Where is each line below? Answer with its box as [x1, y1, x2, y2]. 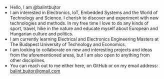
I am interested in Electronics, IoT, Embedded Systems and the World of [9, 9, 158, 15]
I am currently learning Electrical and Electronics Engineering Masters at [9, 36, 159, 42]
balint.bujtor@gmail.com [9, 68, 61, 74]
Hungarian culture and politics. [9, 31, 73, 36]
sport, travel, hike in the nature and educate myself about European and [9, 25, 158, 31]
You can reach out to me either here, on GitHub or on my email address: [9, 62, 158, 68]
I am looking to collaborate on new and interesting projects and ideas [9, 47, 152, 52]
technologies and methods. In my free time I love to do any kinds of [9, 20, 149, 26]
